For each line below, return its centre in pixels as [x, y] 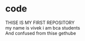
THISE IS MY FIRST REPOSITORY [40, 22]
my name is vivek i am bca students [43, 27]
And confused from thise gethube [41, 33]
